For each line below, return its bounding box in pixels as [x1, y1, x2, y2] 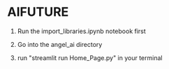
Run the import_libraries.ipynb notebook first [17, 27, 147, 35]
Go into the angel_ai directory [17, 40, 103, 48]
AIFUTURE [7, 4, 69, 20]
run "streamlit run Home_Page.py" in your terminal [17, 53, 163, 62]
